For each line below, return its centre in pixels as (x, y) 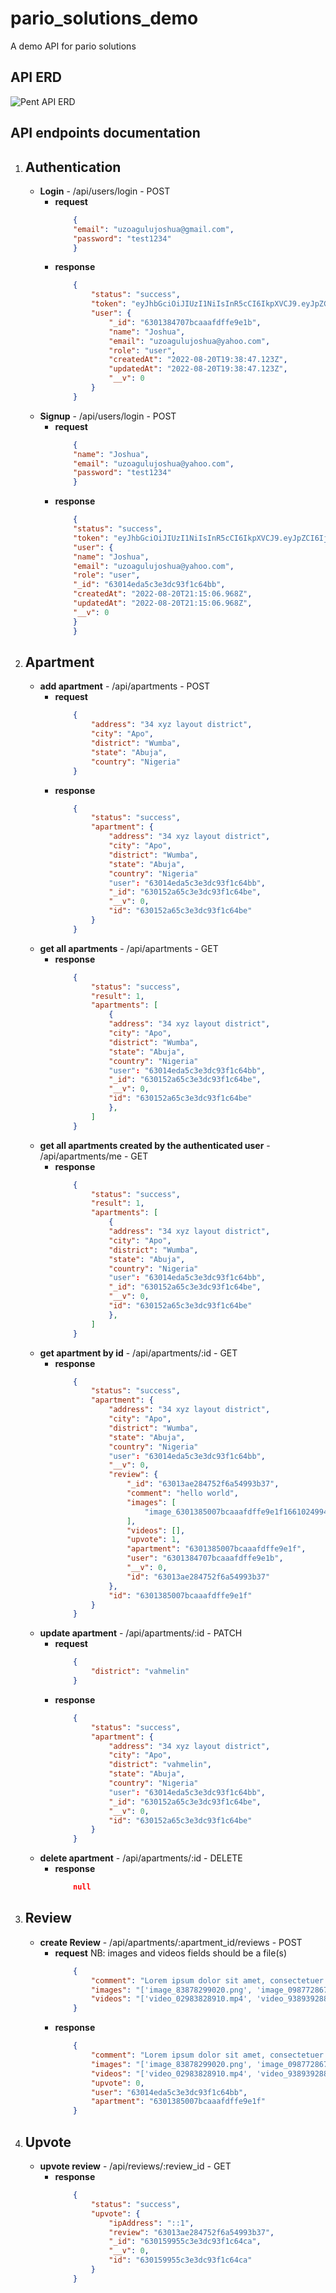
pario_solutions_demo (104, 18)
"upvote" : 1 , (153, 1540)
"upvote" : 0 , (117, 2083)
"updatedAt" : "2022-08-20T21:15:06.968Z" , (163, 603)
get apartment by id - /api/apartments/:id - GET (138, 1353)
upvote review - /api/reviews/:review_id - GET (135, 2166)
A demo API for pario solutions (73, 46)
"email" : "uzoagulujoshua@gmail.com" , (154, 229)
